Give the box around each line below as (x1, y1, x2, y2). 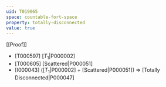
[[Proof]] (6, 41, 28, 48)
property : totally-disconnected (6, 19, 85, 25)
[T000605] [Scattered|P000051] (14, 60, 93, 68)
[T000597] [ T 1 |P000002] (14, 52, 75, 61)
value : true (6, 25, 35, 31)
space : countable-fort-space (6, 14, 77, 20)
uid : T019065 (6, 8, 38, 15)
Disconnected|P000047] (14, 74, 74, 81)
